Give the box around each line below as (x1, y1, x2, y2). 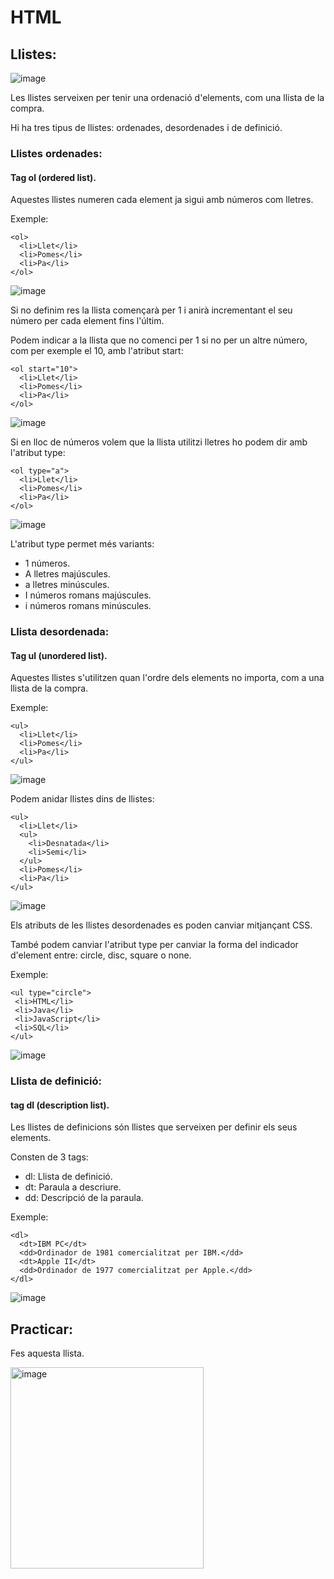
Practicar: (10, 1321, 74, 1338)
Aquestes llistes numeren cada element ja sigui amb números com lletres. (10, 194, 314, 206)
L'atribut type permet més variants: (10, 538, 155, 550)
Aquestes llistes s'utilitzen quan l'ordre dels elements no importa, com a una (10, 672, 325, 684)
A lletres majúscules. (24, 568, 111, 580)
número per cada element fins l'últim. (10, 315, 165, 327)
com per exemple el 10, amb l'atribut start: (10, 345, 184, 357)
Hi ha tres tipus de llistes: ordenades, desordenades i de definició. (10, 122, 283, 133)
